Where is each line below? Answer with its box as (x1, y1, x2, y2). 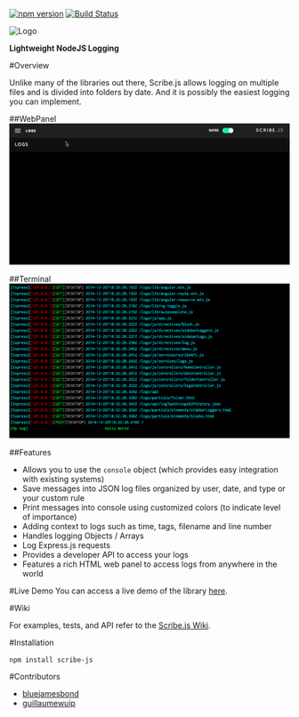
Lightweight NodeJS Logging (9, 43, 120, 53)
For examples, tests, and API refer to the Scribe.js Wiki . (9, 619, 211, 631)
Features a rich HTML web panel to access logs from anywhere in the (21, 559, 278, 569)
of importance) (21, 512, 77, 522)
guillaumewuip (21, 697, 76, 708)
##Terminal (9, 273, 52, 284)
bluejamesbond (21, 688, 80, 698)
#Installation (9, 637, 55, 648)
